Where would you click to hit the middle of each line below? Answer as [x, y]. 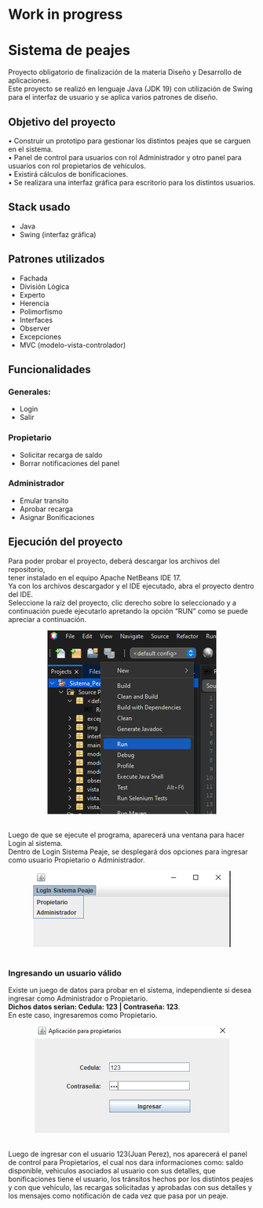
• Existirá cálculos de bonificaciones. [68, 174]
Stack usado [39, 207]
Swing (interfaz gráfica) [58, 234]
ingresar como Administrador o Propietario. [78, 998]
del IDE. [21, 594]
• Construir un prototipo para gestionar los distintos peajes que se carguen [130, 141]
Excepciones [40, 336]
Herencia [34, 303]
